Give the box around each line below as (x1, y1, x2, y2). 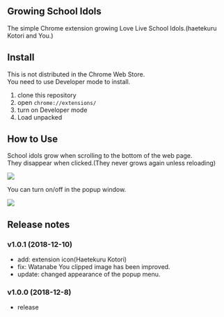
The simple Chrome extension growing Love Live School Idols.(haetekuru (7, 24, 217, 32)
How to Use (7, 133, 58, 145)
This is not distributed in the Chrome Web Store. (7, 70, 145, 79)
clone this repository (17, 90, 77, 99)
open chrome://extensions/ (17, 98, 97, 106)
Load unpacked (17, 113, 63, 121)
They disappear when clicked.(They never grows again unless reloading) (7, 159, 216, 168)
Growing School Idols (7, 6, 102, 17)
